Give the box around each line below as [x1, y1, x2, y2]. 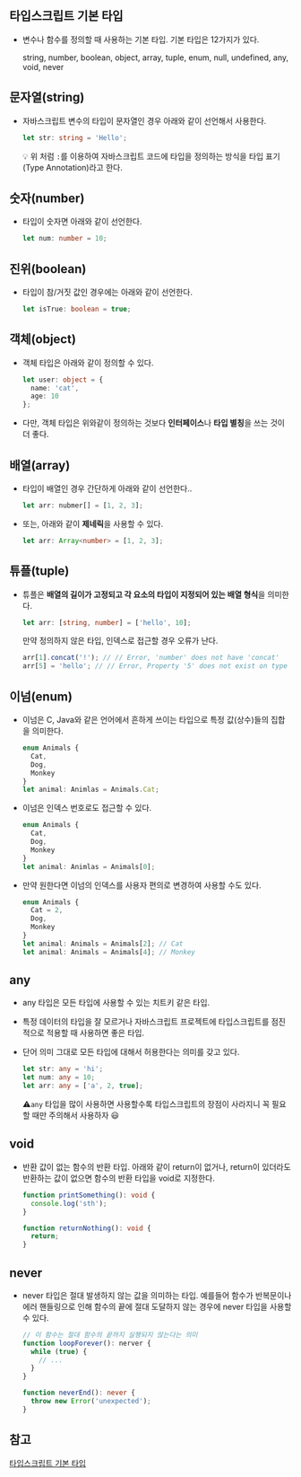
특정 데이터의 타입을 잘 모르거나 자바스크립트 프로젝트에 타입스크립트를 [21, 1016, 270, 1027]
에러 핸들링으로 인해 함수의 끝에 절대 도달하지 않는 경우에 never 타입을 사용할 [21, 1301, 292, 1312]
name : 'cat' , [30, 383, 80, 392]
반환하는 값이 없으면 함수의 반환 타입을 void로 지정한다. [21, 1173, 215, 1183]
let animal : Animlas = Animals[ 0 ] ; [21, 862, 156, 871]
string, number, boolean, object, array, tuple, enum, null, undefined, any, [21, 52, 289, 63]
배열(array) [9, 457, 71, 473]
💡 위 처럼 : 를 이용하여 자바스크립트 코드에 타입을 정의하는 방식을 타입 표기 [21, 151, 280, 162]
